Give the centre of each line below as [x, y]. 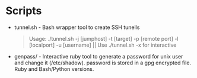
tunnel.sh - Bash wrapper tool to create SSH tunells [77, 27]
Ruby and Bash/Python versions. [54, 69]
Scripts [24, 11]
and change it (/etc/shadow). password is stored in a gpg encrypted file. [102, 63]
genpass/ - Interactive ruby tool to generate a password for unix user [99, 56]
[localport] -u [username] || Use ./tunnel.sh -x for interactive [103, 45]
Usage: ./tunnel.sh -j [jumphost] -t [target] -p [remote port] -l [104, 38]
